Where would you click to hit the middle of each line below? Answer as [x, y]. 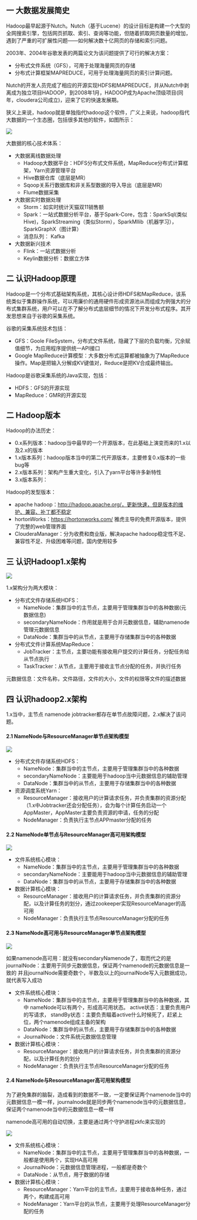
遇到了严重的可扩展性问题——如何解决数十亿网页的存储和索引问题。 [88, 40]
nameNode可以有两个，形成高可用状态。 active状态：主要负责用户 [111, 1007]
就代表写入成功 [24, 980]
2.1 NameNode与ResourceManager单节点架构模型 [68, 736]
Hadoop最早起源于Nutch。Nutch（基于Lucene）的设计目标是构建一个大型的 [98, 26]
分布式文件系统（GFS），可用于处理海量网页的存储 [75, 65]
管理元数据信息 [41, 630]
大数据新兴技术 [33, 244]
